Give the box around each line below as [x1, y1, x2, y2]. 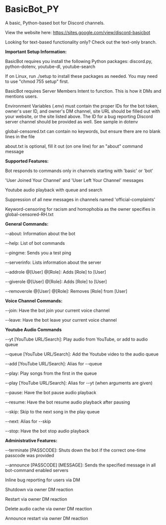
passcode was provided [5, 452, 55, 458]
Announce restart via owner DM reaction [5, 515, 88, 521]
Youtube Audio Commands [5, 326, 62, 333]
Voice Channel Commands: [5, 297, 63, 303]
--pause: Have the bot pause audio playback [5, 389, 97, 395]
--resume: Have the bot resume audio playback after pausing [5, 399, 130, 405]
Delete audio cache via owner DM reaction [5, 506, 92, 512]
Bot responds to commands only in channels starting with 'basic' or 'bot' [5, 168, 154, 174]
